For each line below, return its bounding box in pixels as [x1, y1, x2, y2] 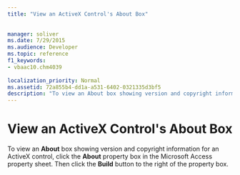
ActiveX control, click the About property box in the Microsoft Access [7, 152, 213, 161]
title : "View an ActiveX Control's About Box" [7, 10, 149, 18]
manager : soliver [7, 30, 59, 38]
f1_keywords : [7, 57, 46, 64]
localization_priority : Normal [7, 76, 101, 84]
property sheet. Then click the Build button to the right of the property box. [7, 160, 229, 169]
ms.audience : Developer [7, 44, 79, 51]
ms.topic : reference [7, 51, 69, 58]
